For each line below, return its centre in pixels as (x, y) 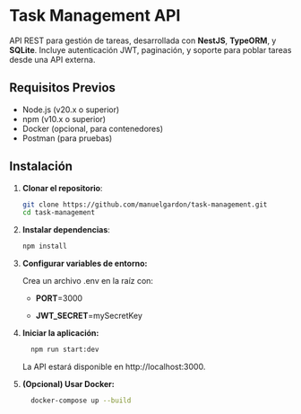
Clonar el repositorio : (62, 188)
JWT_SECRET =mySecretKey (89, 316)
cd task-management (59, 213)
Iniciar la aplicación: (60, 333)
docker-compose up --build (81, 401)
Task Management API (95, 16)
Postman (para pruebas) (67, 138)
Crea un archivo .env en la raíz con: (88, 281)
